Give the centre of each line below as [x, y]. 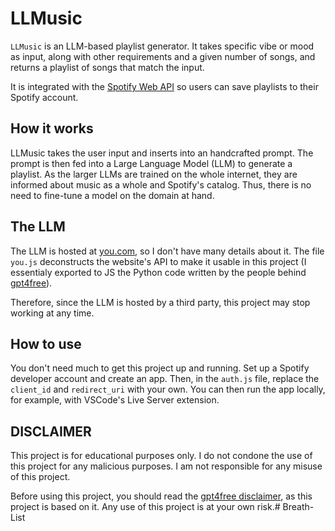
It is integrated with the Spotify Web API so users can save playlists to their [164, 86]
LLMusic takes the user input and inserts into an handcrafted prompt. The [162, 153]
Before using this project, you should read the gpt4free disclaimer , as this [161, 496]
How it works [52, 128]
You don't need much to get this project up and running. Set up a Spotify [160, 368]
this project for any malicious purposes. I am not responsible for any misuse [166, 466]
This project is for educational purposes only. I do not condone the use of [161, 456]
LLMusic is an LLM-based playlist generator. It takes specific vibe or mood [162, 46]
